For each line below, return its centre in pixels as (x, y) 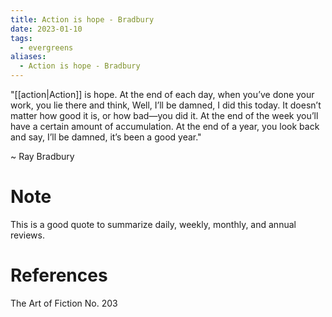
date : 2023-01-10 (46, 29)
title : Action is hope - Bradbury (82, 19)
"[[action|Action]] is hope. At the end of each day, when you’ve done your (162, 94)
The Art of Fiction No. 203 (64, 303)
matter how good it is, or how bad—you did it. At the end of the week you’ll (164, 115)
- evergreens (46, 47)
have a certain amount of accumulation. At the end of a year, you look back (165, 126)
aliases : (28, 57)
